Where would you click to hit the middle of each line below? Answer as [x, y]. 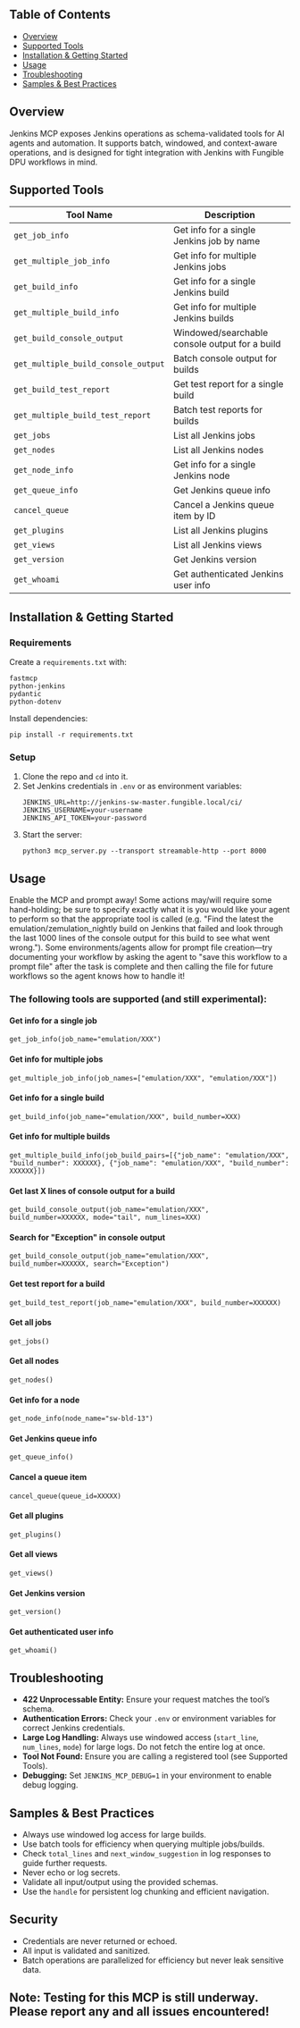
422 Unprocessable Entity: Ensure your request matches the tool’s [146, 1700]
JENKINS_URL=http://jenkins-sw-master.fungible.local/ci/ [132, 803]
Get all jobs [30, 1323]
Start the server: [52, 835]
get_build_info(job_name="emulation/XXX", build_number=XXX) [125, 1116]
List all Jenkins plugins [221, 531]
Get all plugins [37, 1516]
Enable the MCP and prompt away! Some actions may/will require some [141, 900]
